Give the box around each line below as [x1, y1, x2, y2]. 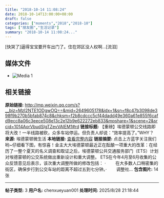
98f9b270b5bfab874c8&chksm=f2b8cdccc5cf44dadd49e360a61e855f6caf [5, 113, 159, 119]
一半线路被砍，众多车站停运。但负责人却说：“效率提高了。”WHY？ [21, 130, 154, 136]
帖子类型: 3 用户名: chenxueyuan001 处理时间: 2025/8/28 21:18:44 [5, 187, 139, 193]
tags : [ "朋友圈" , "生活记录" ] [5, 25, 60, 30]
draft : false [5, 16, 32, 21]
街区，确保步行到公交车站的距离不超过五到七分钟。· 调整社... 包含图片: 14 [5, 166, 159, 172]
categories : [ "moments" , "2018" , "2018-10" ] [5, 20, 93, 26]
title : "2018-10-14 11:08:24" [5, 7, 67, 12]
